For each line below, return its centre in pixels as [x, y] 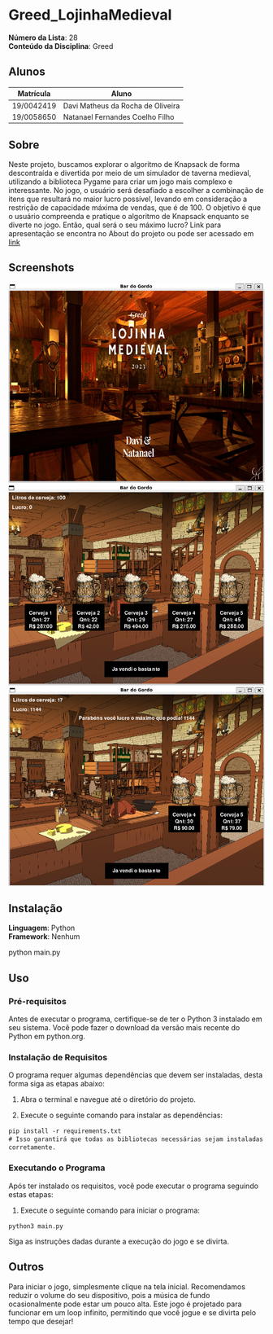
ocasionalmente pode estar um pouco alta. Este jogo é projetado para [125, 1304]
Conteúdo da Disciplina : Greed [61, 46]
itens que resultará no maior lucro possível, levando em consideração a [128, 199]
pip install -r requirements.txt [65, 1131]
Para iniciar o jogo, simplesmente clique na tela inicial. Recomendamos [127, 1286]
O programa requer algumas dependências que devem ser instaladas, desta [136, 1075]
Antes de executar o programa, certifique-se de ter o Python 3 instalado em [135, 1019]
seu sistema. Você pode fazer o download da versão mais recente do [124, 1028]
